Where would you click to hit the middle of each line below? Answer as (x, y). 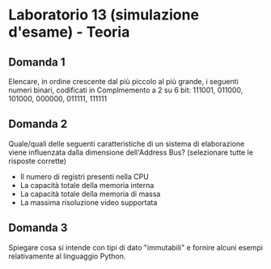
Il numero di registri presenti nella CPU (85, 177)
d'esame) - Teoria (69, 32)
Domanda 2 (38, 124)
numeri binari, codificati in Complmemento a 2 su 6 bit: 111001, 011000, (126, 90)
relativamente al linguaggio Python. (67, 256)
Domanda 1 (37, 62)
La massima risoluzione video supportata (89, 202)
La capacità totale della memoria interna (87, 185)
